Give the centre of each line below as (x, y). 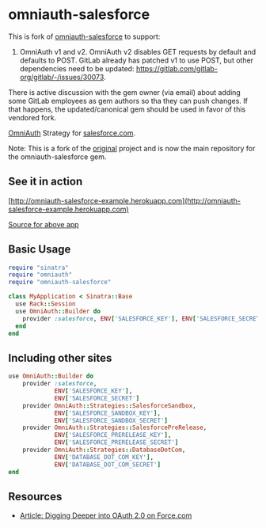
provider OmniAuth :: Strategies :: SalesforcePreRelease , (115, 428)
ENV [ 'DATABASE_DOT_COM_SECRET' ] (107, 465)
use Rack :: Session (46, 304)
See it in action (46, 182)
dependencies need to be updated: (77, 68)
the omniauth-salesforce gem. (57, 157)
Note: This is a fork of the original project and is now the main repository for (132, 148)
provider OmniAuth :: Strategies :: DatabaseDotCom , (104, 450)
